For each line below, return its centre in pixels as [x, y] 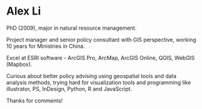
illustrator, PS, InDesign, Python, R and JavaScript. [69, 88]
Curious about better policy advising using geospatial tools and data [92, 76]
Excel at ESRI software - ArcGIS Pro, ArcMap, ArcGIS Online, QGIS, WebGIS [101, 58]
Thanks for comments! [35, 101]
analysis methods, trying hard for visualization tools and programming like [99, 82]
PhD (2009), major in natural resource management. [72, 28]
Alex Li [24, 11]
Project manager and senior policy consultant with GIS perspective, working [101, 39]
